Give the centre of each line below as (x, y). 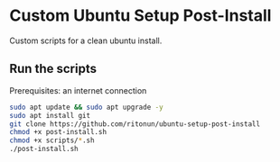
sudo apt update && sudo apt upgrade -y (87, 107)
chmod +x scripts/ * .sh (52, 140)
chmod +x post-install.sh (58, 132)
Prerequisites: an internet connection (78, 90)
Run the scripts (53, 69)
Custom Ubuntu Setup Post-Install (140, 16)
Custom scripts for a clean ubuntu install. (86, 40)
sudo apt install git (50, 115)
